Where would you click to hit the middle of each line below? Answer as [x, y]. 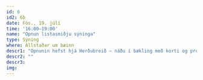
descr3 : [16, 62]
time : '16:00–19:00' [32, 29]
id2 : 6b [16, 17]
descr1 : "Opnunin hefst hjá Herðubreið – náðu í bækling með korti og [97, 51]
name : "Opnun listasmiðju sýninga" [51, 34]
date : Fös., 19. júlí [34, 23]
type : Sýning [23, 40]
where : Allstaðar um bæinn [40, 46]
